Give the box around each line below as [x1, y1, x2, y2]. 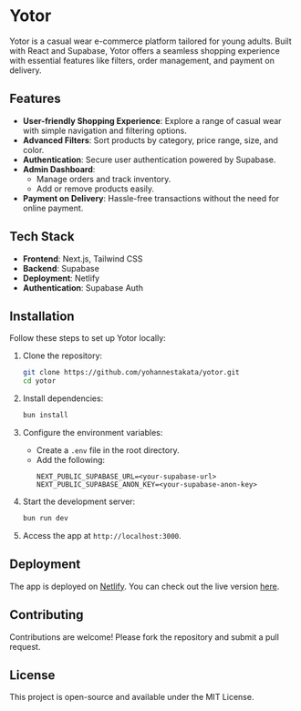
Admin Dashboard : [22, 163, 96, 174]
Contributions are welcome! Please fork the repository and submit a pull [9, 631, 280, 643]
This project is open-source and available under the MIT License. [9, 692, 254, 703]
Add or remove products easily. [36, 183, 155, 194]
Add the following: [36, 455, 106, 465]
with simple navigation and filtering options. [22, 125, 187, 136]
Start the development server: [22, 496, 136, 507]
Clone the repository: [22, 350, 103, 361]
